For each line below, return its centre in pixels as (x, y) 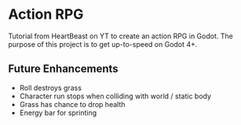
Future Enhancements (64, 69)
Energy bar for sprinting (58, 112)
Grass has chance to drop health (72, 104)
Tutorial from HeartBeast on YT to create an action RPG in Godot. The (120, 36)
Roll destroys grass (51, 87)
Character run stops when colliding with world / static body (115, 96)
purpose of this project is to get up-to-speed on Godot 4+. (103, 44)
